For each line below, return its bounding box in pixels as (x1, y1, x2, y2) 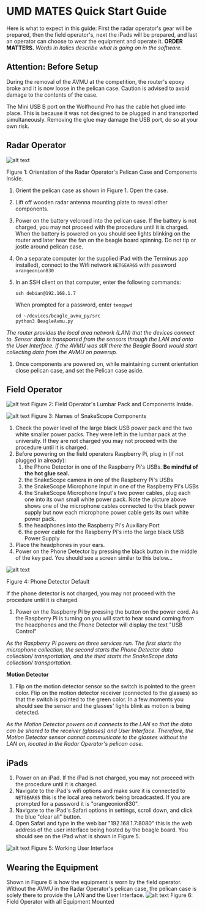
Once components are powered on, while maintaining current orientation (15, 360, 199, 368)
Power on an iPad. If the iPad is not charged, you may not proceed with (15, 774, 195, 781)
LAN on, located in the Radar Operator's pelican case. (6, 740, 144, 748)
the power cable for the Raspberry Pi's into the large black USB (24, 528, 184, 536)
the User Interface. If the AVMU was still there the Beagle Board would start (6, 341, 198, 349)
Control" (15, 628, 37, 635)
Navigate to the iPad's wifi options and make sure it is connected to (15, 787, 185, 795)
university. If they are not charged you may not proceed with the (15, 437, 177, 445)
